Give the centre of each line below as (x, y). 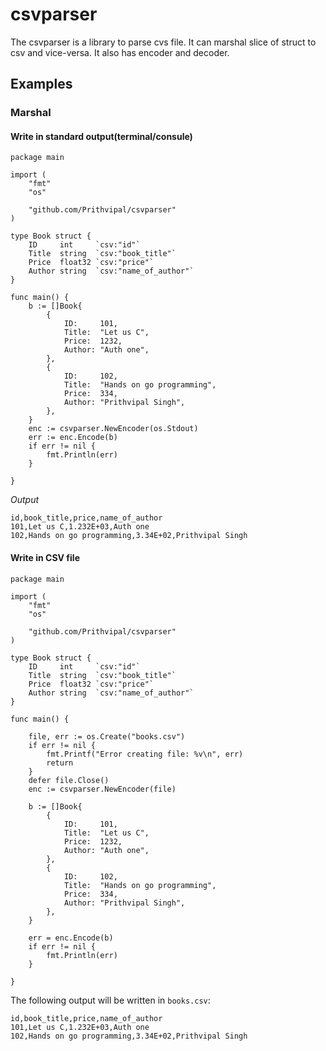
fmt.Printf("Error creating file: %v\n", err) (145, 754)
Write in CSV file (45, 558)
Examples (41, 84)
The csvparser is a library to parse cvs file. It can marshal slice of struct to (163, 42)
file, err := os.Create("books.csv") (107, 736)
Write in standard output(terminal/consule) (101, 136)
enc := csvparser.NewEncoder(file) (102, 789)
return (60, 763)
